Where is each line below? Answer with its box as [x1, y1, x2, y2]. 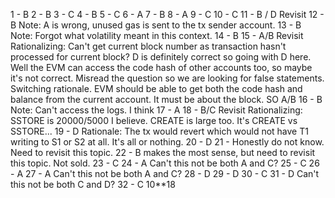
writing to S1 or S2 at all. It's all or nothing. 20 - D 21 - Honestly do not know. [10, 136, 325, 148]
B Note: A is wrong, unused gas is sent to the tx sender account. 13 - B [10, 19, 302, 31]
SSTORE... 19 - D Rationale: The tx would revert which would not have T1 [10, 125, 309, 137]
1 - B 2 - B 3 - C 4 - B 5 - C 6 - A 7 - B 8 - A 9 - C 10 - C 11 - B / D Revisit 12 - [10, 9, 325, 20]
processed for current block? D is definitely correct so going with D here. [10, 51, 312, 63]
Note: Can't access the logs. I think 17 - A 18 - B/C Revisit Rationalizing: [10, 104, 303, 116]
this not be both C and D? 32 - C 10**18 [10, 179, 176, 190]
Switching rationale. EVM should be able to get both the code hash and [10, 83, 303, 94]
